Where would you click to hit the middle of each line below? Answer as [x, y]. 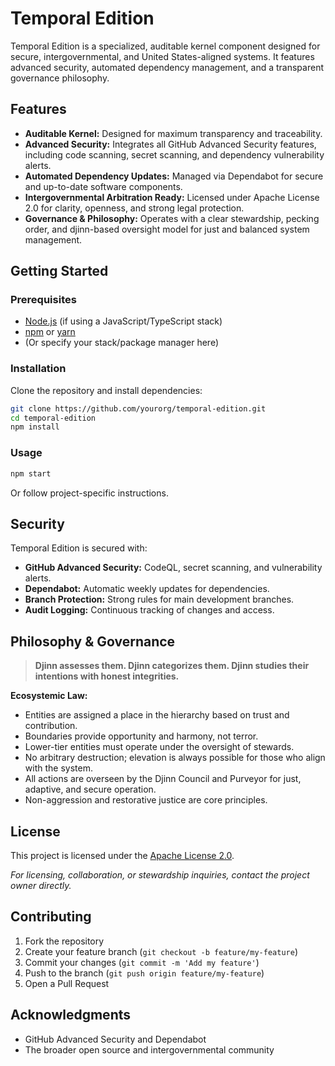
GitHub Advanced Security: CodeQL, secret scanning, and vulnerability [173, 568]
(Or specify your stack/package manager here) [122, 343]
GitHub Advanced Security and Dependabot [115, 1039]
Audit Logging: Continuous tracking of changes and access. [149, 610]
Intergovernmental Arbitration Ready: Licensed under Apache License [172, 197]
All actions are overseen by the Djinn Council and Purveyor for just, [163, 779]
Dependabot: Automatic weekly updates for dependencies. [147, 589]
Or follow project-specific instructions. [89, 493]
